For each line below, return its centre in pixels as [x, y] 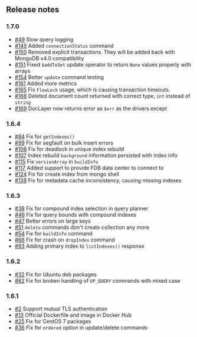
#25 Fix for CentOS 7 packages [53, 321]
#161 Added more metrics [46, 83]
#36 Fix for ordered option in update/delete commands [81, 328]
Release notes [33, 10]
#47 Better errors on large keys [53, 221]
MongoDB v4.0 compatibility [49, 58]
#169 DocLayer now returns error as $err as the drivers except [91, 108]
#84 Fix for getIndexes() [45, 136]
